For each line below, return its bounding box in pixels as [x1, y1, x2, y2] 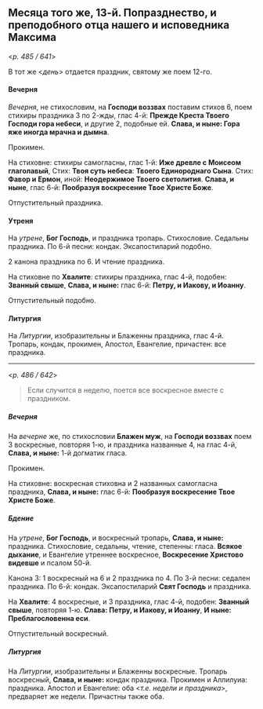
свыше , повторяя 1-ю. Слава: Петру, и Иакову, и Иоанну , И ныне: [8, 605, 232, 615]
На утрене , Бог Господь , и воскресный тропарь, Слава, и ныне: [8, 533, 224, 543]
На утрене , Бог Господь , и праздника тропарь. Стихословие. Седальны [8, 233, 249, 243]
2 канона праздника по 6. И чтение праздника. [8, 257, 165, 266]
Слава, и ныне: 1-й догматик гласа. [8, 448, 128, 458]
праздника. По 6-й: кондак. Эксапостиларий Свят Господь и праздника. [8, 582, 252, 591]
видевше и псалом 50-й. [8, 558, 92, 568]
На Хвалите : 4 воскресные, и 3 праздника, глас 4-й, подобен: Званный [8, 597, 250, 607]
